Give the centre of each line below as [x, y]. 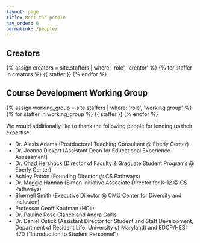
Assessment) [31, 157]
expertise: [19, 132]
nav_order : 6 [23, 23]
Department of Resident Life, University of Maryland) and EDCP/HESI [101, 227]
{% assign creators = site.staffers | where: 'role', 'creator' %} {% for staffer [99, 68]
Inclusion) [27, 202]
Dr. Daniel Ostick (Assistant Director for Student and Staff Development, [104, 221]
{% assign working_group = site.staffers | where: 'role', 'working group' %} [99, 108]
